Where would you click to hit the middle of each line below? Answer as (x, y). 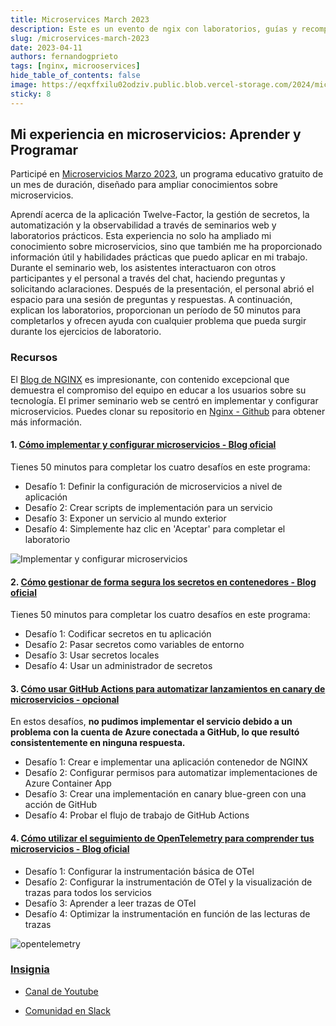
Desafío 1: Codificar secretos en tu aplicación (118, 634)
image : (24, 85)
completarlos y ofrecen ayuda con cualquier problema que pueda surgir (158, 321)
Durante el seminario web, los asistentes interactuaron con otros (143, 268)
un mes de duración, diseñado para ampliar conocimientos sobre (144, 185)
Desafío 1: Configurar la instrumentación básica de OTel (139, 871)
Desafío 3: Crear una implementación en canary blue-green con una (165, 794)
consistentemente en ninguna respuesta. (98, 743)
